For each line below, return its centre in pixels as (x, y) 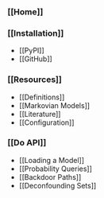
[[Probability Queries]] (56, 169)
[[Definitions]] (42, 97)
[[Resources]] (35, 80)
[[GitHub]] (35, 59)
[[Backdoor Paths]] (50, 177)
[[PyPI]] (31, 51)
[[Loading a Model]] (52, 160)
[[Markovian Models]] (54, 105)
